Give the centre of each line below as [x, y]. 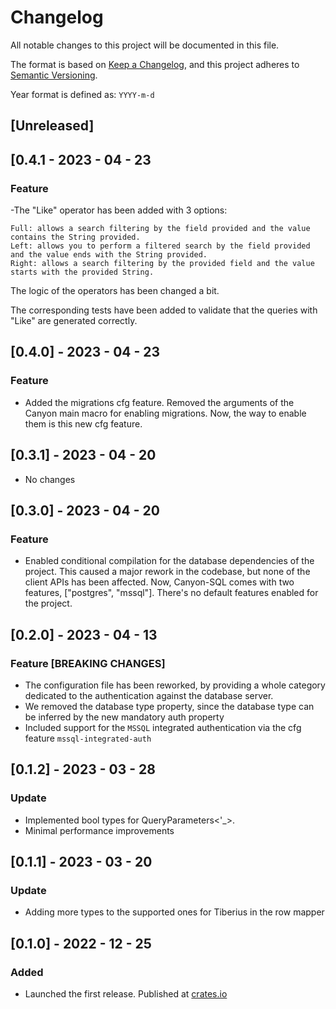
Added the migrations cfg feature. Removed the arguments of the [159, 402]
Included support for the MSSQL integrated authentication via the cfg [163, 727]
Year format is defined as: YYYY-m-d [82, 94]
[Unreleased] [52, 126]
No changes [50, 479]
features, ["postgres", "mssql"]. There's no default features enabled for [171, 593]
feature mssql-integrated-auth [88, 738]
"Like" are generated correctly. [74, 321]
